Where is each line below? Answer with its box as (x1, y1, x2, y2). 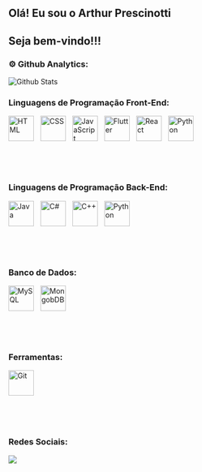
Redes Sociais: (8, 436, 68, 448)
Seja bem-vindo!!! (8, 34, 101, 48)
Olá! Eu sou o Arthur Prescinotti (8, 6, 172, 20)
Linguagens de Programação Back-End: (8, 182, 168, 193)
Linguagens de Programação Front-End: (8, 97, 170, 108)
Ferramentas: (8, 351, 63, 363)
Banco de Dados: (8, 267, 77, 278)
